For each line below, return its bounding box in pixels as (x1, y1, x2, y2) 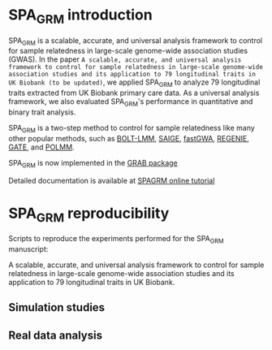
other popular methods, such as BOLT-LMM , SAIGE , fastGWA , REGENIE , (8, 133, 249, 143)
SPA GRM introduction (8, 6, 153, 27)
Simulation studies (8, 300, 106, 314)
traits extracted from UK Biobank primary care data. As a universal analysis (8, 88, 260, 98)
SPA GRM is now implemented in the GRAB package (8, 158, 178, 170)
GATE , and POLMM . (8, 142, 75, 152)
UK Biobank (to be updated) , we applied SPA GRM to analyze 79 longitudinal (8, 77, 261, 89)
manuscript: (8, 244, 49, 253)
